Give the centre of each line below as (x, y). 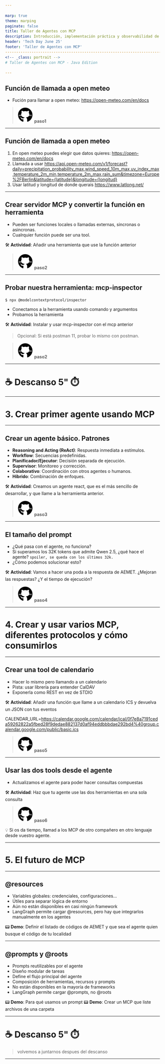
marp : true (16, 16)
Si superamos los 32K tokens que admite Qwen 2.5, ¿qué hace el (78, 552)
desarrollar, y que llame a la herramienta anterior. (55, 494)
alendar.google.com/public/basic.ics (42, 729)
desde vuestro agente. (28, 835)
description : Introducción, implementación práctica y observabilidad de (82, 37)
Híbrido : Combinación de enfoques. (48, 477)
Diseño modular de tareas (38, 971)
